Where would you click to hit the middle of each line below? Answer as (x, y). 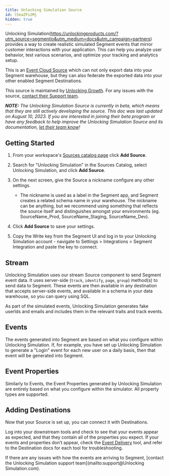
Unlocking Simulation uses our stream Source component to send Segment (83, 275)
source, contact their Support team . (42, 96)
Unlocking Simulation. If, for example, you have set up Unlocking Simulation (83, 345)
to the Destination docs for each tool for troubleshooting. (64, 448)
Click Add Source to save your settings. (54, 226)
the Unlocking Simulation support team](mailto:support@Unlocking (75, 463)
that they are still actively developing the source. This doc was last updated (84, 111)
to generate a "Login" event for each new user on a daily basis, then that (80, 350)
